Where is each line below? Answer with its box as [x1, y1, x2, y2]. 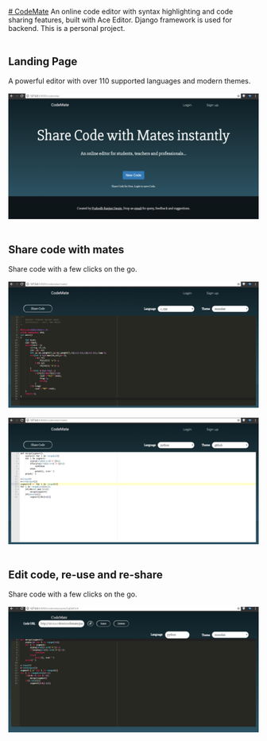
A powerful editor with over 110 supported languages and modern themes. [8, 75, 251, 86]
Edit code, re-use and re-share [8, 568, 163, 582]
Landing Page [8, 55, 78, 68]
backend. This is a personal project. [8, 24, 126, 33]
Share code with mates [8, 243, 125, 257]
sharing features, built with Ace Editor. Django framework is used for [8, 15, 233, 25]
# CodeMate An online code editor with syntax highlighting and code [8, 7, 234, 16]
